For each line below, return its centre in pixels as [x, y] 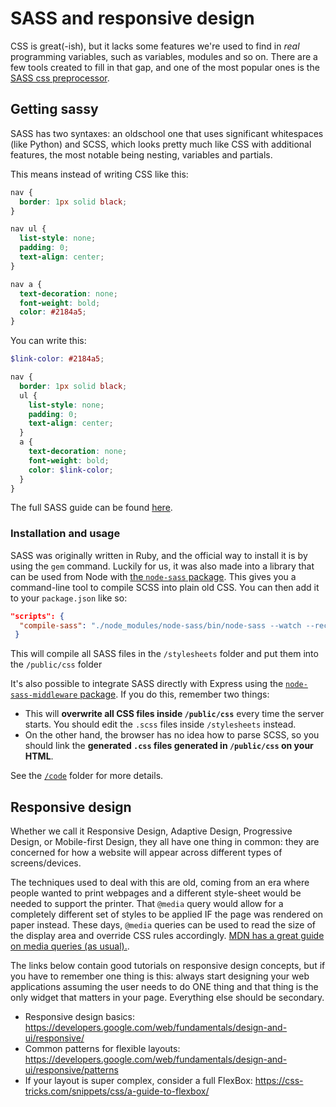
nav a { [26, 284]
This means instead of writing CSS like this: [99, 174]
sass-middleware [44, 695]
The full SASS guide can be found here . [91, 508]
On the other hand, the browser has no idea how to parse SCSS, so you [172, 735]
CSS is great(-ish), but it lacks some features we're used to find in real [155, 46]
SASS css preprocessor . [60, 78]
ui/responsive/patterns [71, 1070]
